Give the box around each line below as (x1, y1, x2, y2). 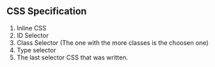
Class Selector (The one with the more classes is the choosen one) (16, 38, 209, 47)
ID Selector (16, 31, 49, 39)
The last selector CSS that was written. (16, 53, 129, 61)
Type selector (16, 46, 56, 54)
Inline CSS (16, 23, 47, 32)
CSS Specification (6, 6, 87, 17)
